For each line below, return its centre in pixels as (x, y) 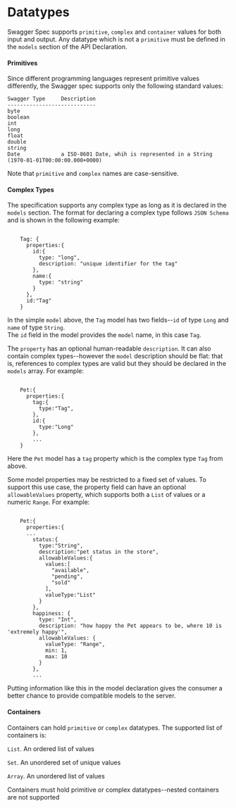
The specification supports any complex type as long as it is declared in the (117, 206)
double (17, 142)
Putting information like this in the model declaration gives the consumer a (115, 688)
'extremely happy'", (38, 632)
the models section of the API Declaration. (68, 46)
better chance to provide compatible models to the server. (92, 696)
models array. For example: (46, 371)
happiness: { (52, 614)
